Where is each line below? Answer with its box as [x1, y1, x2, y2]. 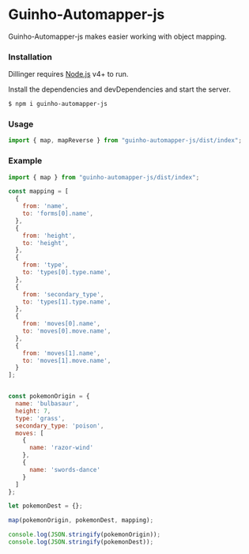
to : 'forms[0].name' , [22, 209, 93, 218]
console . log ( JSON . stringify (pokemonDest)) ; [8, 538, 154, 546]
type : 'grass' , [15, 414, 66, 422]
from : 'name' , [22, 202, 69, 210]
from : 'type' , [22, 261, 69, 269]
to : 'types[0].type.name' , [22, 269, 111, 277]
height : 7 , [15, 407, 51, 415]
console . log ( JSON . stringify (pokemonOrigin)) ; [8, 531, 160, 539]
